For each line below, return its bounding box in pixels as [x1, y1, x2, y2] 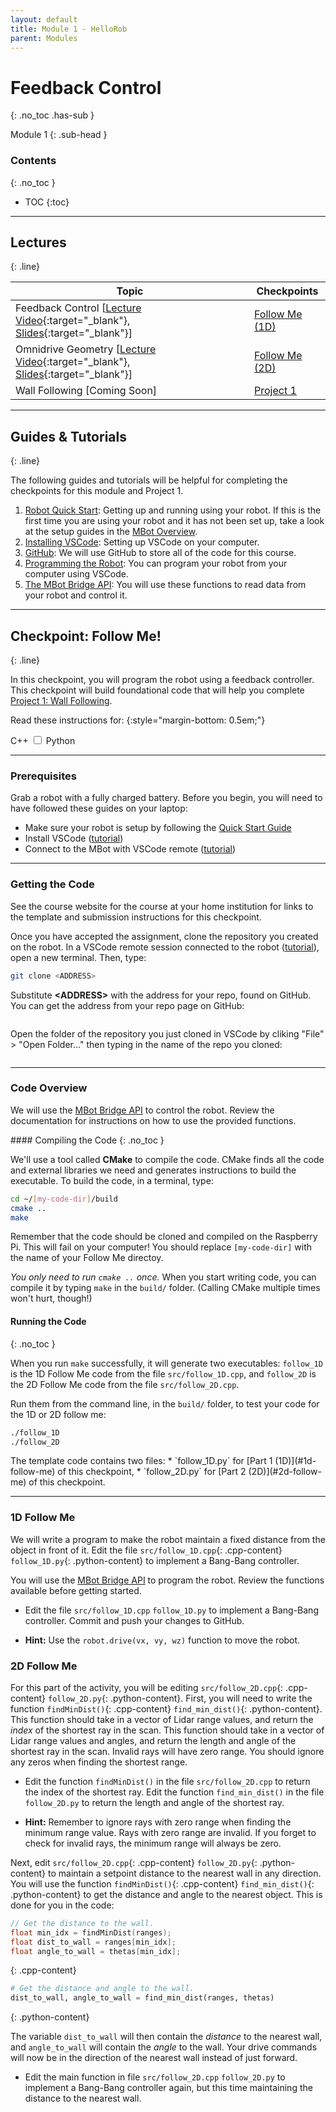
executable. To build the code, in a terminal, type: [10, 1174, 214, 1186]
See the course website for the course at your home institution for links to [10, 900, 314, 912]
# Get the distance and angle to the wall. [10, 1984, 195, 1994]
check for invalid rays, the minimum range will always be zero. [24, 1837, 282, 1849]
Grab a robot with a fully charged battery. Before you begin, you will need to [10, 792, 323, 804]
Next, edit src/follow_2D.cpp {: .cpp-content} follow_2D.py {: [10, 1856, 258, 1868]
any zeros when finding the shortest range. [10, 1756, 188, 1768]
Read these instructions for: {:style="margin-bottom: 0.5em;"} [10, 714, 266, 726]
